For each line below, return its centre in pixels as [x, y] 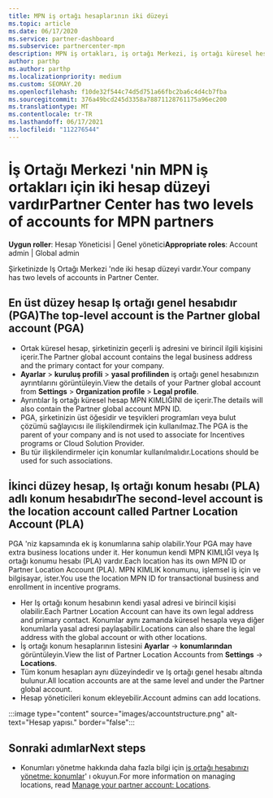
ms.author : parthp [39, 69]
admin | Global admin [44, 252]
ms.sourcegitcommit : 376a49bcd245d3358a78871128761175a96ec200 [118, 99]
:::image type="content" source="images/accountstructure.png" [117, 714]
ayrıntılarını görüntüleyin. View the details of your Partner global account [141, 383]
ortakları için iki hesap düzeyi [109, 187]
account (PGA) [46, 329]
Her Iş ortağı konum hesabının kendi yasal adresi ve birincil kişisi [128, 603]
